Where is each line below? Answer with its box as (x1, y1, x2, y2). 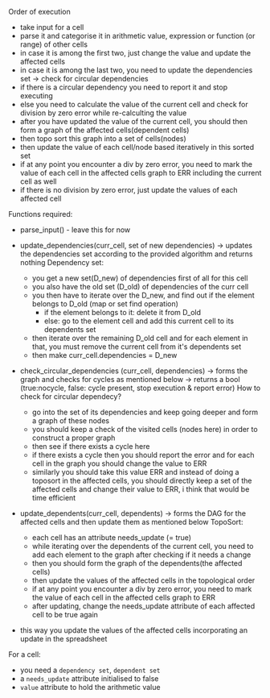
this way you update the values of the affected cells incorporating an (19, 625, 247, 635)
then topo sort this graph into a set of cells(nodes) (19, 134, 186, 143)
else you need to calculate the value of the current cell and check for (19, 100, 249, 109)
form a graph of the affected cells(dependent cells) (19, 125, 190, 135)
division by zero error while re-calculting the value (19, 108, 187, 118)
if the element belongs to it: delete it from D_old (43, 308, 202, 317)
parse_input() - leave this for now (19, 225, 131, 235)
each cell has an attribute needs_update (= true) (31, 533, 191, 542)
